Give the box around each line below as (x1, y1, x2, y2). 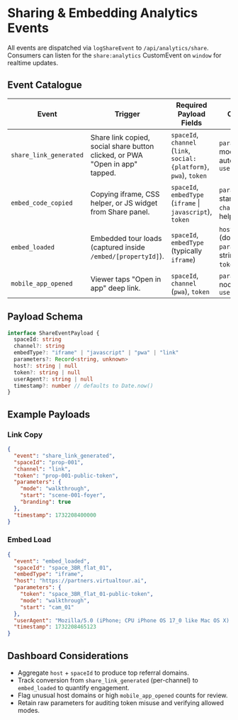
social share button (90, 141, 154, 151)
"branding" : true (20, 498, 72, 505)
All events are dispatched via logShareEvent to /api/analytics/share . (7, 43, 209, 52)
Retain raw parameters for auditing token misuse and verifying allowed (17, 698, 225, 707)
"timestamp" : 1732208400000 (13, 512, 97, 519)
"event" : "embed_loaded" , (13, 558, 91, 565)
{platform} (171, 163, 208, 171)
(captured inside (90, 242, 145, 252)
